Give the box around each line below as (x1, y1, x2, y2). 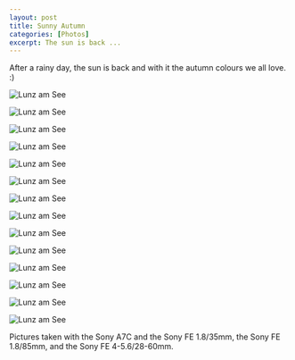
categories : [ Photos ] (9, 29, 90, 38)
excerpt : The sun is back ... (9, 38, 122, 47)
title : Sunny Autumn (9, 21, 86, 30)
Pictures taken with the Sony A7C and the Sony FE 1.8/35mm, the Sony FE (9, 331, 281, 342)
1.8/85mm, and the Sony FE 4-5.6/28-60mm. (9, 341, 174, 352)
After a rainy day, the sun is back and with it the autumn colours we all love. (9, 63, 287, 73)
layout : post (9, 13, 58, 22)
